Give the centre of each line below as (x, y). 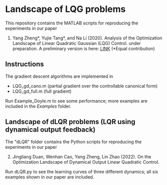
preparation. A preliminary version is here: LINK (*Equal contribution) (83, 48)
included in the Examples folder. (38, 106)
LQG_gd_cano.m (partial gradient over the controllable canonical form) (85, 86)
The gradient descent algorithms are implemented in (59, 76)
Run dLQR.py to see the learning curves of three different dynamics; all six (82, 172)
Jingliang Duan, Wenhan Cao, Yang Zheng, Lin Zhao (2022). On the (82, 157)
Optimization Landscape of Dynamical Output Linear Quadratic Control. (86, 162)
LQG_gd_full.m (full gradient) (42, 91)
